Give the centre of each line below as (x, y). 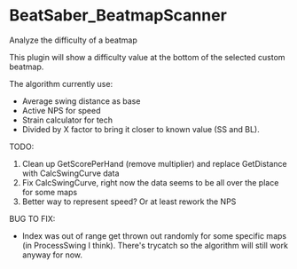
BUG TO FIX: (32, 218)
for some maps (50, 192)
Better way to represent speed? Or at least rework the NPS (129, 202)
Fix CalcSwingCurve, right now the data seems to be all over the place (150, 182)
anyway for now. (52, 255)
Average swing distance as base (81, 101)
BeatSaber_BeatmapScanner (118, 16)
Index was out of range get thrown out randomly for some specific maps (154, 235)
